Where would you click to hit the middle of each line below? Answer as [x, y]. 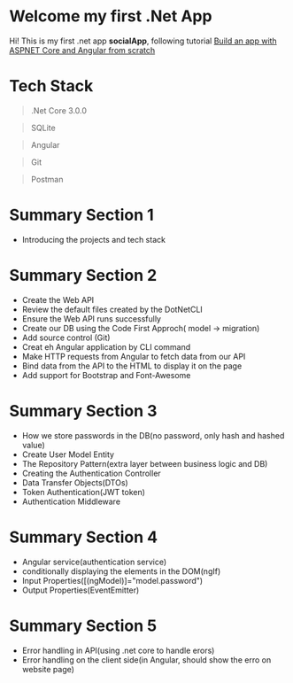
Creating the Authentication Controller [91, 473]
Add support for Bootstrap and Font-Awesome [106, 375]
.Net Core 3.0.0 [58, 110]
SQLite [43, 128]
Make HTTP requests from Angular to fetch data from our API [134, 356]
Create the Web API [58, 299]
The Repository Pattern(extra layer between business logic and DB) [145, 463]
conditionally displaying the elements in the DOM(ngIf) [121, 571]
